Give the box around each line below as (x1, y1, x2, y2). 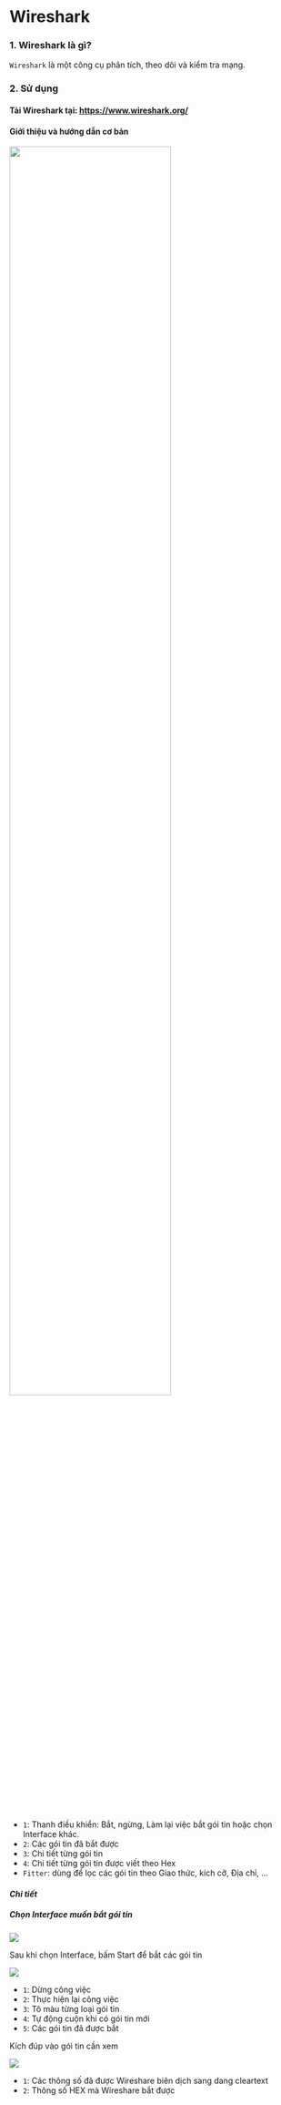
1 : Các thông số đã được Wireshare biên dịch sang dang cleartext (22, 2075, 268, 2086)
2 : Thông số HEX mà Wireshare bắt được (22, 2084, 176, 2096)
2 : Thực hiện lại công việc (22, 1993, 120, 2005)
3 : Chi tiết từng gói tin (22, 1848, 104, 1859)
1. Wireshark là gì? (9, 39, 93, 52)
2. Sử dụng (9, 82, 59, 95)
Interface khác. (22, 1829, 80, 1840)
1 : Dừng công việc (22, 1984, 92, 1995)
